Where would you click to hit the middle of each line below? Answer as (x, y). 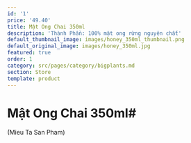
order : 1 (20, 59)
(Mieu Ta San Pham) (36, 133)
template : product (34, 78)
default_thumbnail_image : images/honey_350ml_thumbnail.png (96, 40)
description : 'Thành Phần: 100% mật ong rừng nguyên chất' (94, 33)
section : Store (29, 72)
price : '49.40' (29, 20)
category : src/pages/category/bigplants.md (71, 66)
